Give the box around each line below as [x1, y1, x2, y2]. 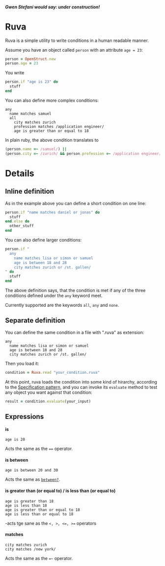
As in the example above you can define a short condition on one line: [5, 200, 146, 206]
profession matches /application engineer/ [14, 124, 105, 129]
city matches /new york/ [5, 546, 56, 552]
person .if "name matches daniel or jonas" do [5, 209, 100, 215]
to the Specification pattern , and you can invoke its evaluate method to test [5, 384, 158, 390]
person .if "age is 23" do [5, 79, 58, 85]
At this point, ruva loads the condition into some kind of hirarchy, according [5, 379, 157, 385]
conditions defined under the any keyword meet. [5, 293, 103, 298]
